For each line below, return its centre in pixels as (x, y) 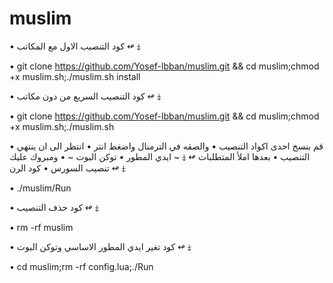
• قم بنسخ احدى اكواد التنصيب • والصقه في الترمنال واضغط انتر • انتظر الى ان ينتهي (166, 146)
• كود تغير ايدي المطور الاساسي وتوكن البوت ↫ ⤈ (100, 246)
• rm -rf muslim (41, 227)
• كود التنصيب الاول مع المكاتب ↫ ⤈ (75, 46)
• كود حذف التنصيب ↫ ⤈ (54, 207)
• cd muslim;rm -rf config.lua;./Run (81, 266)
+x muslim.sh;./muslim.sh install (75, 76)
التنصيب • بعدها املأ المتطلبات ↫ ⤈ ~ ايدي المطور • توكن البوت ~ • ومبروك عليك (160, 156)
